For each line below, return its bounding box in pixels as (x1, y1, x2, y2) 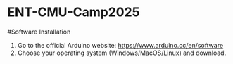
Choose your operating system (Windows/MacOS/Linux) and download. (17, 49, 227, 57)
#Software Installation (7, 27, 71, 36)
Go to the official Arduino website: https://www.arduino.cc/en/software (17, 41, 224, 49)
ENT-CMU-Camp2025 (7, 4, 140, 20)
